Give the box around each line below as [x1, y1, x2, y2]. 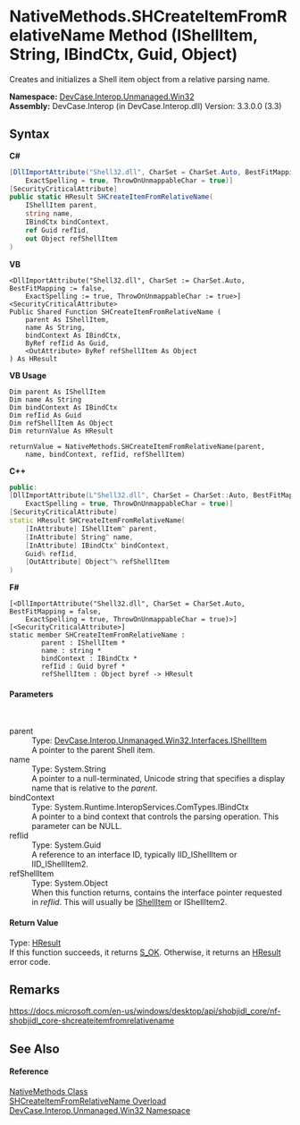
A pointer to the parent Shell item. [31, 745, 155, 756]
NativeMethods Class [9, 1086, 88, 1096]
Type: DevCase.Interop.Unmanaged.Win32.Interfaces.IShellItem [31, 735, 268, 746]
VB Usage [9, 369, 47, 381]
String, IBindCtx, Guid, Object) [9, 45, 238, 64]
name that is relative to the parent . [31, 782, 158, 793]
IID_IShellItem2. [31, 859, 89, 869]
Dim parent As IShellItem [9, 387, 105, 396]
